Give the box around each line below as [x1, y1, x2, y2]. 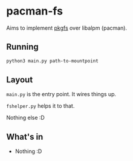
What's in [6, 131, 44, 142]
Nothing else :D [6, 114, 45, 122]
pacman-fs [6, 4, 63, 18]
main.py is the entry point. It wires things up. [6, 91, 117, 98]
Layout [6, 74, 33, 85]
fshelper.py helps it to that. [6, 102, 75, 110]
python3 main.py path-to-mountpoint [6, 57, 99, 64]
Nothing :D [15, 148, 42, 155]
